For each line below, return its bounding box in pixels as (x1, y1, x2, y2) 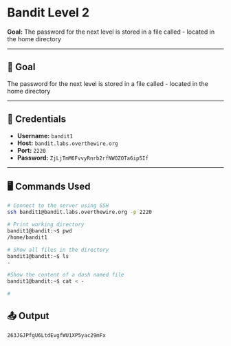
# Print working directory (7, 221, 85, 228)
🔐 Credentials (7, 113, 67, 125)
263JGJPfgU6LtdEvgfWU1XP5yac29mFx (7, 332, 107, 338)
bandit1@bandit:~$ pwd (7, 228, 72, 235)
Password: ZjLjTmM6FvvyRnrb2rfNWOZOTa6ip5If (16, 153, 149, 162)
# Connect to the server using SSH (7, 202, 109, 209)
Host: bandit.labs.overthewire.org (16, 139, 118, 147)
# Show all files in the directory (7, 246, 109, 253)
